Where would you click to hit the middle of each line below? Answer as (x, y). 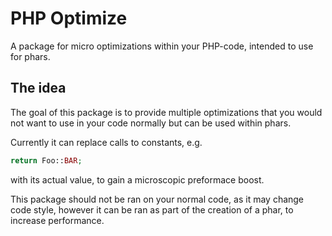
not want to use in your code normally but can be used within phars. (151, 123)
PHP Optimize (69, 18)
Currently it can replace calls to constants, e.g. (106, 142)
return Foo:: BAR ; (46, 160)
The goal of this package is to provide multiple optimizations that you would (166, 112)
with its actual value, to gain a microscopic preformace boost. (137, 179)
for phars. (30, 56)
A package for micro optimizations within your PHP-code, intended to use (162, 46)
